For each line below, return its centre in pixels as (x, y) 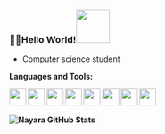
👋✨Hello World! (43, 39)
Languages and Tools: (51, 77)
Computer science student (71, 59)
